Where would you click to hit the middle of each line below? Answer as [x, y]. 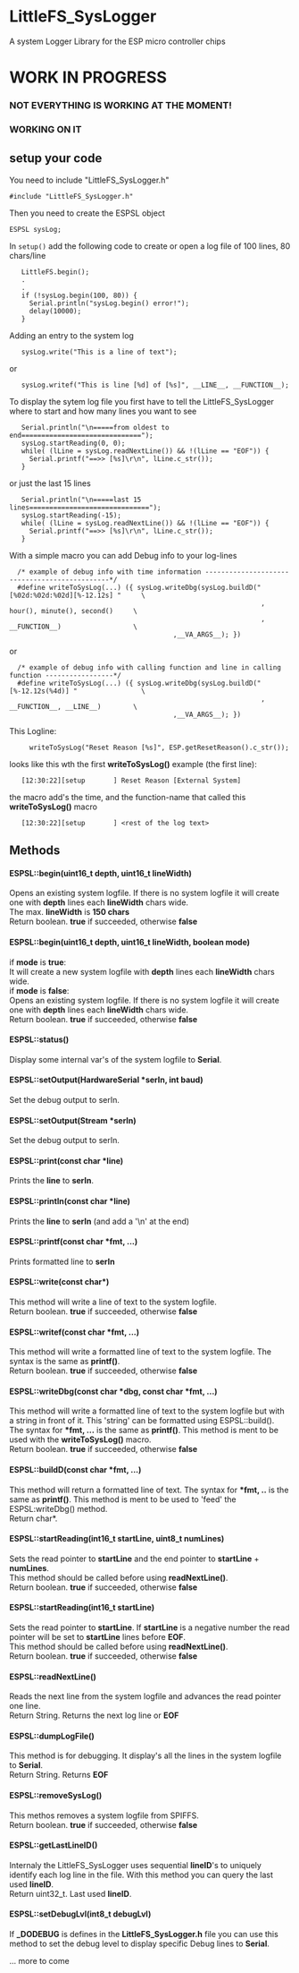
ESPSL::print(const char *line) [66, 1160]
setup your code [56, 158]
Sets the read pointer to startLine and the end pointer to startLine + [134, 1559]
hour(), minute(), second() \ [74, 611]
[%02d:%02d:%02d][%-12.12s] [62, 595]
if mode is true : [38, 962]
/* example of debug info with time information [109, 572]
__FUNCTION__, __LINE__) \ [74, 706]
